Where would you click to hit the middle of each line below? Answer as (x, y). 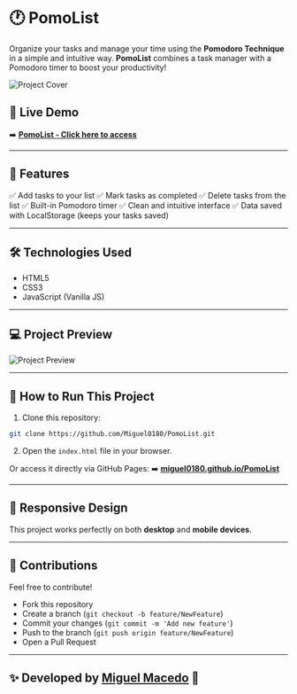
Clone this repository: (61, 417)
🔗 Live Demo (44, 113)
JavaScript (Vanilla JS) (63, 297)
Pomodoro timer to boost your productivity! (88, 67)
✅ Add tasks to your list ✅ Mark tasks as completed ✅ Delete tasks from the (148, 195)
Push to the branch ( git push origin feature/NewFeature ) (128, 632)
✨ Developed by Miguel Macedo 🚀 (104, 678)
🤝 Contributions (53, 566)
